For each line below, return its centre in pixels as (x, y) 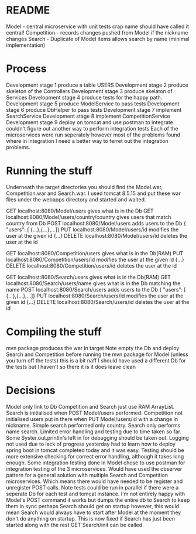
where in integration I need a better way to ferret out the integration (87, 141)
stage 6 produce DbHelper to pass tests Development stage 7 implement (94, 109)
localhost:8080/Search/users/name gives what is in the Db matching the (93, 283)
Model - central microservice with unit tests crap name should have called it (97, 26)
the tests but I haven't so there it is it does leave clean (71, 367)
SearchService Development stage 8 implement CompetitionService (88, 116)
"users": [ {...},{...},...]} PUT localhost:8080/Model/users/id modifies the (92, 230)
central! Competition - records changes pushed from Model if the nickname (97, 32)
